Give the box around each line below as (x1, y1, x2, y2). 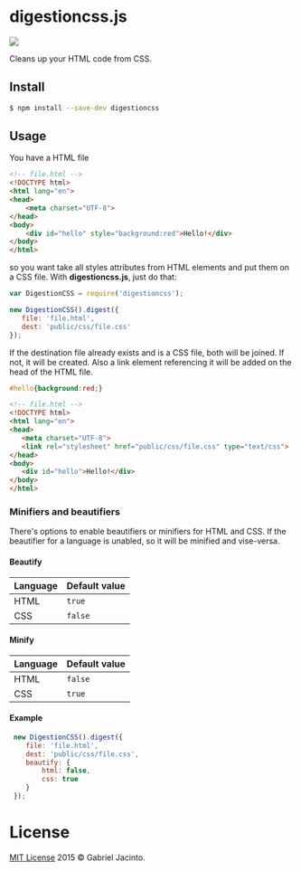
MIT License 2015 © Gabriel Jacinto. (9, 852, 146, 863)
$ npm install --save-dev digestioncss (9, 103, 160, 112)
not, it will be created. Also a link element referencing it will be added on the (9, 356, 292, 367)
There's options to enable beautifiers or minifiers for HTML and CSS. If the (9, 526, 287, 537)
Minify (9, 635, 34, 646)
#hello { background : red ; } (9, 383, 103, 393)
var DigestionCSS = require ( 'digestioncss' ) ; (9, 289, 183, 298)
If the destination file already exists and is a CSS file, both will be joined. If (9, 346, 285, 358)
